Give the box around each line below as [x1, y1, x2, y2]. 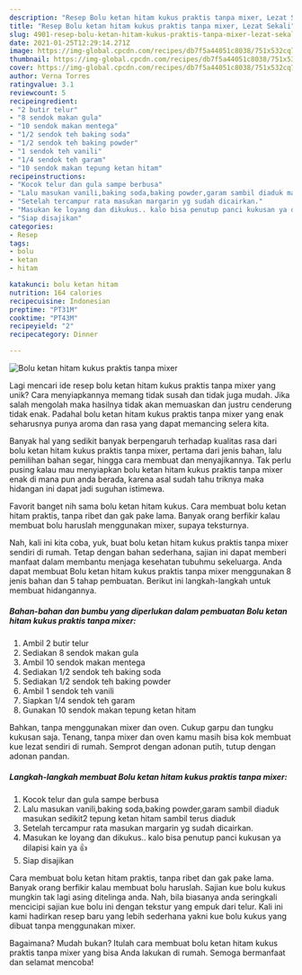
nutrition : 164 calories [9, 288, 102, 297]
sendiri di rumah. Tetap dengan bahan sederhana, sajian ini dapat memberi [9, 547, 287, 557]
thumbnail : [9, 55, 50, 64]
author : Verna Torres [9, 72, 91, 81]
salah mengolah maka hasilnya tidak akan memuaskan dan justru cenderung [9, 399, 292, 410]
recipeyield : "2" [9, 322, 75, 331]
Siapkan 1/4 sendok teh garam [22, 695, 136, 705]
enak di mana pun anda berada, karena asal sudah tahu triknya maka [9, 474, 264, 484]
